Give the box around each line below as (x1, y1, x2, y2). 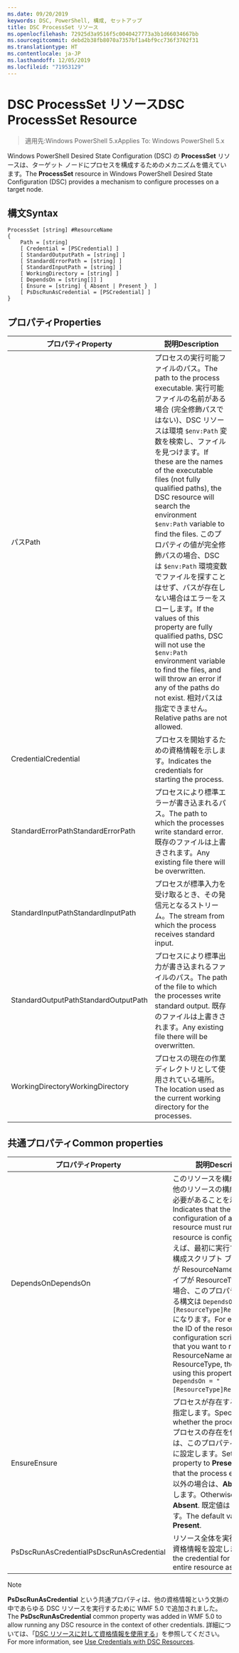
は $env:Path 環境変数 (154, 561, 228, 571)
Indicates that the (172, 1204, 231, 1214)
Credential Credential (11, 754, 80, 764)
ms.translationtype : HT (7, 43, 78, 51)
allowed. (154, 722, 183, 732)
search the (154, 501, 191, 511)
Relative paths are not (154, 713, 228, 723)
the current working (154, 1093, 221, 1103)
